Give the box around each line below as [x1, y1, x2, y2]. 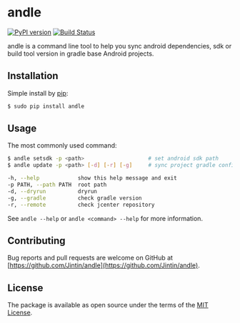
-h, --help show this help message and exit [7, 175, 177, 182]
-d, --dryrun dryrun [7, 188, 98, 195]
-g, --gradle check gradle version [7, 194, 142, 202]
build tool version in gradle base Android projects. [7, 49, 154, 58]
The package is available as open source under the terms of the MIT [7, 301, 209, 309]
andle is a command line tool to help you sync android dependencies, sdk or [7, 41, 232, 50]
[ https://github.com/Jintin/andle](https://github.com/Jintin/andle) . [7, 261, 200, 270]
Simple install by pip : [7, 88, 69, 97]
